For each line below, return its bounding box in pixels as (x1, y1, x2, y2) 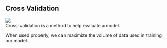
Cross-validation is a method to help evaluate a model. (5, 22, 120, 28)
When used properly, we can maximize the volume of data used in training (5, 32, 162, 38)
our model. (5, 37, 28, 43)
